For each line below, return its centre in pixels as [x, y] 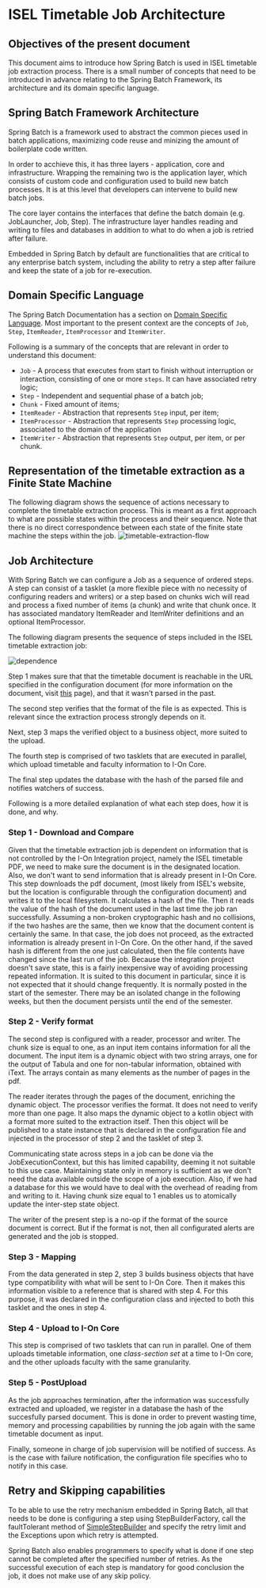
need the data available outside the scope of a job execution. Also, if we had [133, 1179]
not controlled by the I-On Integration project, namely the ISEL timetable [125, 858]
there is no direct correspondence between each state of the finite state [125, 527]
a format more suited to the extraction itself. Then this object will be [118, 1121]
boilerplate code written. [48, 149]
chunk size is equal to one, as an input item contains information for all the [129, 1047]
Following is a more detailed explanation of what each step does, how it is [129, 803]
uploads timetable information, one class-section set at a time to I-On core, [131, 1354]
